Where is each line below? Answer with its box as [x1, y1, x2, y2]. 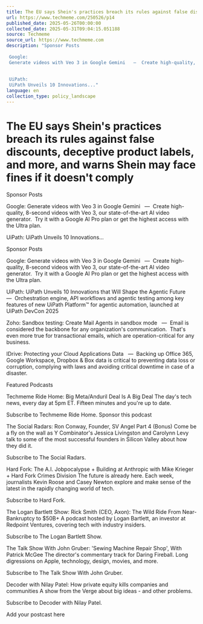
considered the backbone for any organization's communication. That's [6, 325, 186, 333]
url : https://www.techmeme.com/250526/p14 [6, 15, 115, 21]
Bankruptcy [6, 514, 35, 522]
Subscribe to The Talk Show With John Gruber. [6, 569, 123, 576]
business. [6, 338, 30, 346]
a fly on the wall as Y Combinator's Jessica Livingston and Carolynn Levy [6, 429, 189, 436]
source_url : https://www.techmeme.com [6, 37, 104, 43]
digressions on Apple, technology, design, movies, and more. [6, 557, 159, 565]
